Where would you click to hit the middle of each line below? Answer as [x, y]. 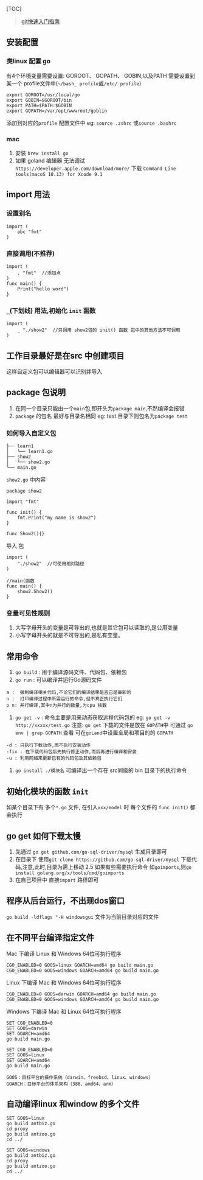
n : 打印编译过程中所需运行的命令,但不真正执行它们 [64, 699]
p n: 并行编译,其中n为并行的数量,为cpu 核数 [57, 706]
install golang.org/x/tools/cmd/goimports [70, 873]
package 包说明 [36, 392]
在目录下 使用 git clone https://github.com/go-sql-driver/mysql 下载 [103, 859]
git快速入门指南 [40, 21]
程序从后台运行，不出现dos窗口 [65, 901]
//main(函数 [20, 581]
